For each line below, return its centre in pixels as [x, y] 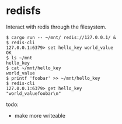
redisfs [23, 11]
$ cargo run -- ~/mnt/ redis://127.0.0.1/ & [61, 37]
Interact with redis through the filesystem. [56, 27]
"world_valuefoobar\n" [34, 93]
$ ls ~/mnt [19, 58]
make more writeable [40, 115]
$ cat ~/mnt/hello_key [34, 68]
